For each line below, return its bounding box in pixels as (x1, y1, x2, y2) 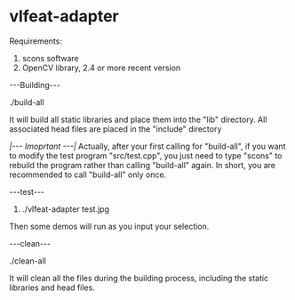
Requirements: (9, 36, 62, 46)
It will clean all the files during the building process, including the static (9, 272, 269, 283)
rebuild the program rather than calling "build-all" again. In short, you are (9, 159, 276, 170)
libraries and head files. (9, 282, 95, 293)
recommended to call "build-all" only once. (9, 169, 167, 180)
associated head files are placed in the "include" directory (9, 123, 222, 134)
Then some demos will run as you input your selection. (9, 221, 210, 231)
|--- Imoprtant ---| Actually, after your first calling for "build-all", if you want (9, 141, 286, 151)
